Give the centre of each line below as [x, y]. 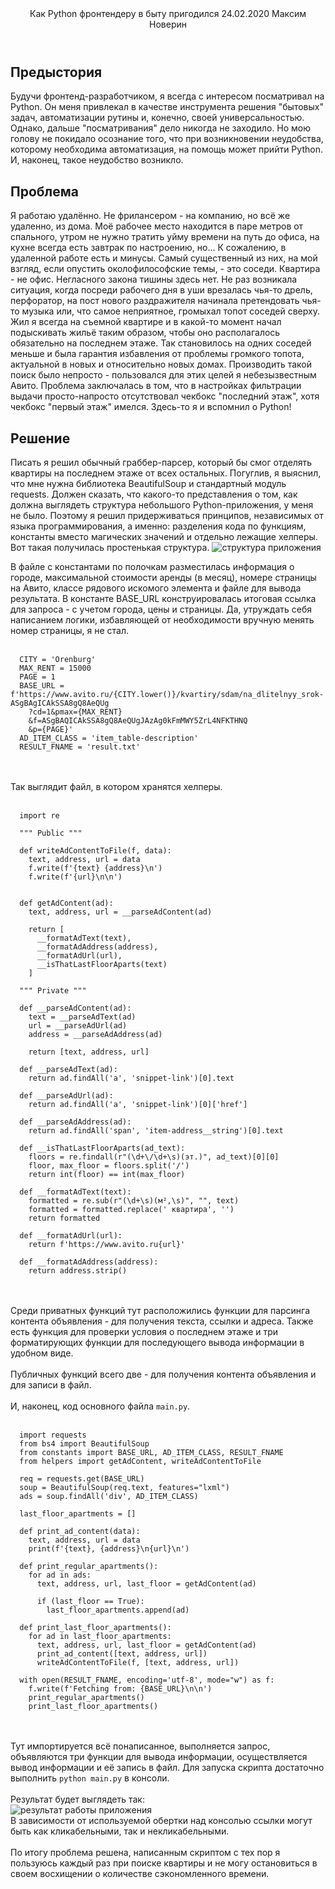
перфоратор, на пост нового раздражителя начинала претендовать [155, 301]
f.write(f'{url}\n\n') [75, 877]
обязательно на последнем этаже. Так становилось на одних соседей [161, 343]
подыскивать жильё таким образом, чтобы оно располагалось [145, 333]
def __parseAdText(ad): [68, 1070]
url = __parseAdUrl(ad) [78, 1026]
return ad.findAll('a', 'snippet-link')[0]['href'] [138, 1105]
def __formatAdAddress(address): [89, 1262]
